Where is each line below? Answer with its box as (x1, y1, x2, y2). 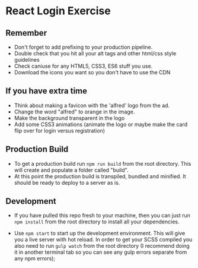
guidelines (14, 56, 40, 63)
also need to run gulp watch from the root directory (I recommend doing (14, 242, 190, 250)
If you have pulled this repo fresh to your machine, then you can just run (14, 212, 190, 219)
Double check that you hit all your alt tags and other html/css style (14, 50, 177, 57)
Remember (5, 28, 47, 38)
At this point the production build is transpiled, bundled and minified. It (14, 172, 186, 179)
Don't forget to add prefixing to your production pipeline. (14, 43, 153, 51)
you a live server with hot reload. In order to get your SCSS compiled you (14, 236, 193, 243)
